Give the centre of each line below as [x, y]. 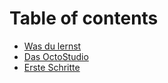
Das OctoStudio [56, 56]
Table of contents [84, 18]
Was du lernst [52, 46]
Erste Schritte [52, 67]
